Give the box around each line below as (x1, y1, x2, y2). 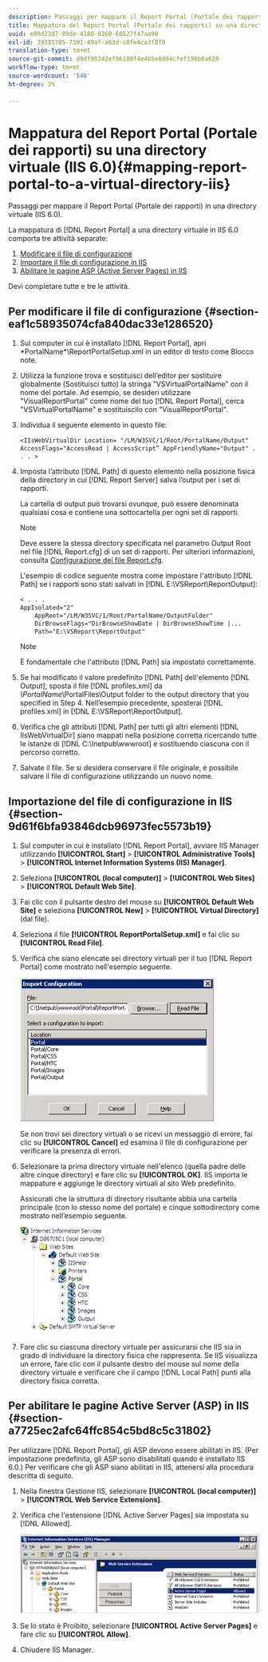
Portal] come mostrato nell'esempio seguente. (19, 962, 172, 971)
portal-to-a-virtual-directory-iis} (8, 175, 231, 193)
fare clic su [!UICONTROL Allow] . (19, 1629, 131, 1640)
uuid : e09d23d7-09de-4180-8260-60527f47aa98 (8, 30, 159, 38)
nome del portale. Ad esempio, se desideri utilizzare (19, 388, 191, 398)
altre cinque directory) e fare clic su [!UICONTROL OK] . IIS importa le (19, 1170, 248, 1180)
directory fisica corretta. (19, 1376, 100, 1386)
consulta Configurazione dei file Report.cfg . (19, 556, 164, 565)
